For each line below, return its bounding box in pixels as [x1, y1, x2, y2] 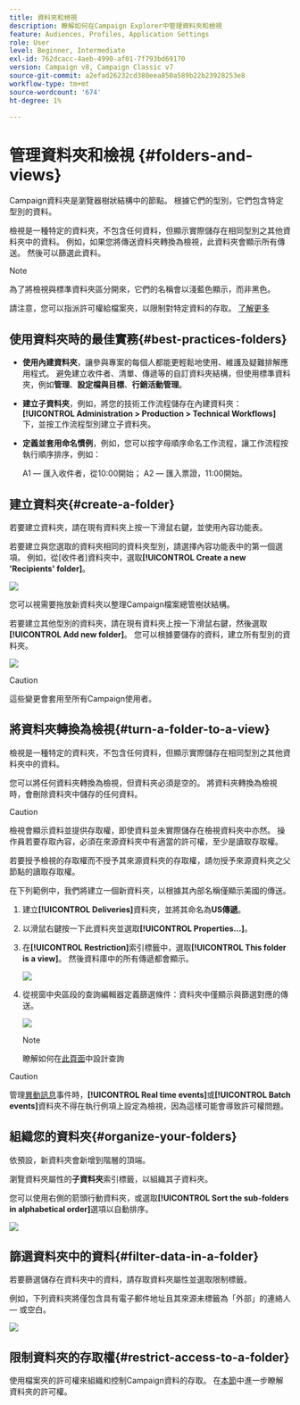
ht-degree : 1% [9, 96, 62, 105]
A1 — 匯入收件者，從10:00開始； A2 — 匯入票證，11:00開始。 [21, 468, 247, 478]
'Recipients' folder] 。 [9, 563, 91, 574]
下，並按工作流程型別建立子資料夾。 [21, 419, 156, 429]
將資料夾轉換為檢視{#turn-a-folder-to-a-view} [9, 722, 271, 737]
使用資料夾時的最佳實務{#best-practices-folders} [9, 331, 287, 346]
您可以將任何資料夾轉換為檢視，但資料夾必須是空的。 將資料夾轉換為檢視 [9, 777, 278, 788]
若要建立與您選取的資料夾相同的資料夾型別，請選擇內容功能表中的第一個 [9, 541, 275, 552]
